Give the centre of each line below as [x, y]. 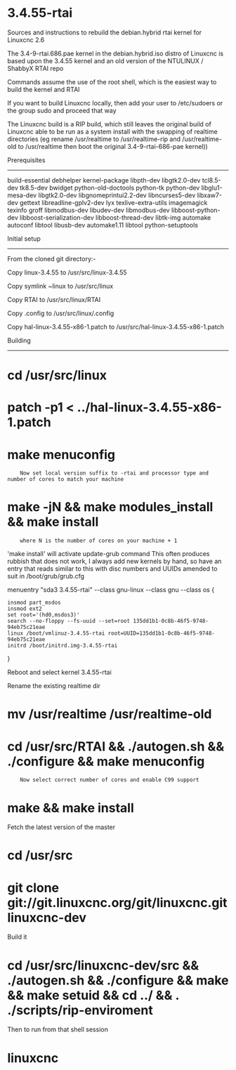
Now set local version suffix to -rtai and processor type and [114, 473]
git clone [33, 888]
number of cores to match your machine [66, 480]
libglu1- [212, 187]
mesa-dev [22, 195]
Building [19, 340]
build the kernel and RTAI [44, 89]
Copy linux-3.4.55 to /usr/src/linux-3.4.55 [67, 272]
